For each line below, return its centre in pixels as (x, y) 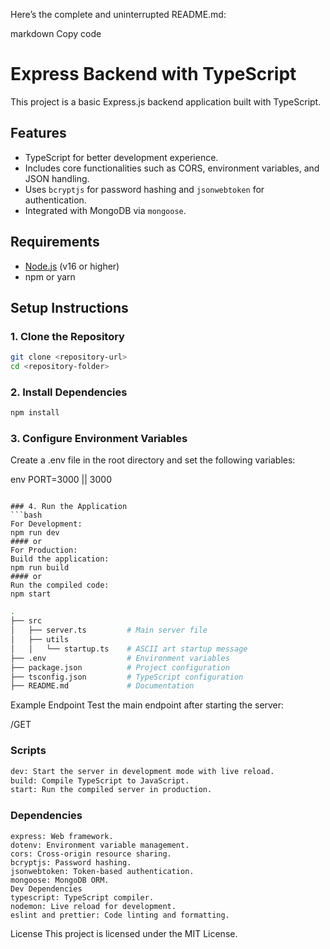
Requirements (55, 242)
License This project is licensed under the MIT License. (124, 933)
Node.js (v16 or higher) (72, 266)
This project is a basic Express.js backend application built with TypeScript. (166, 101)
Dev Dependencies (46, 889)
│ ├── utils (40, 640)
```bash (26, 515)
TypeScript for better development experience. (121, 157)
